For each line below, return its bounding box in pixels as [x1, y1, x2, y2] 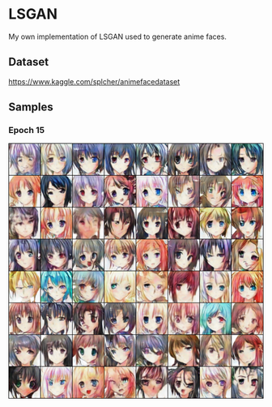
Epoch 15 [8, 125, 45, 136]
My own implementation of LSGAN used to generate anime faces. [8, 32, 227, 41]
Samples [8, 101, 54, 114]
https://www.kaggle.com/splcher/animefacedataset [8, 76, 181, 86]
